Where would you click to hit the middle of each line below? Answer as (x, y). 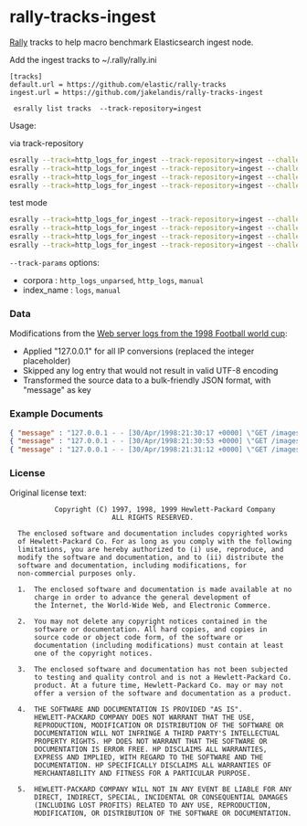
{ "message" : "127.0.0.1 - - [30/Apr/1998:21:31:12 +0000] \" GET (138, 450)
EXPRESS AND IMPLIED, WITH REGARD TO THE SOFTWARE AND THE (148, 757)
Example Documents (56, 414)
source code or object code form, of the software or (138, 638)
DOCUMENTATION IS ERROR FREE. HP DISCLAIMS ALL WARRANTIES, (150, 750)
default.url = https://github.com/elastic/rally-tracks (118, 84)
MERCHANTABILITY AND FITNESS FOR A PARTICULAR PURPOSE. (142, 774)
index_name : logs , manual (72, 290)
